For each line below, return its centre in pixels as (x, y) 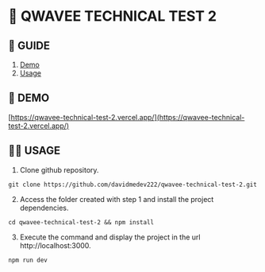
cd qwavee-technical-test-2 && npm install (81, 222)
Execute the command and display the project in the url (110, 237)
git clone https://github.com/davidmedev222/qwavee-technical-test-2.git (133, 185)
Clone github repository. (59, 169)
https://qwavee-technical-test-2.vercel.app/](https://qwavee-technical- (128, 117)
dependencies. (44, 208)
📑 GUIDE (29, 46)
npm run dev (28, 260)
